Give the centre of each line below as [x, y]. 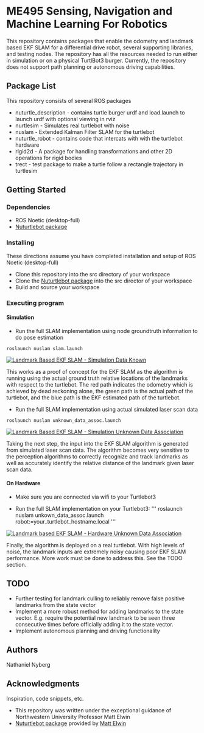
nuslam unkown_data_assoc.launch [59, 515]
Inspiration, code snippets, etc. [45, 698]
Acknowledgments [43, 684]
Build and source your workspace [57, 287]
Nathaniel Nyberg [28, 664]
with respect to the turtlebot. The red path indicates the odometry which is [100, 384]
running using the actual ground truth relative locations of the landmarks [97, 378]
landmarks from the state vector [55, 605]
